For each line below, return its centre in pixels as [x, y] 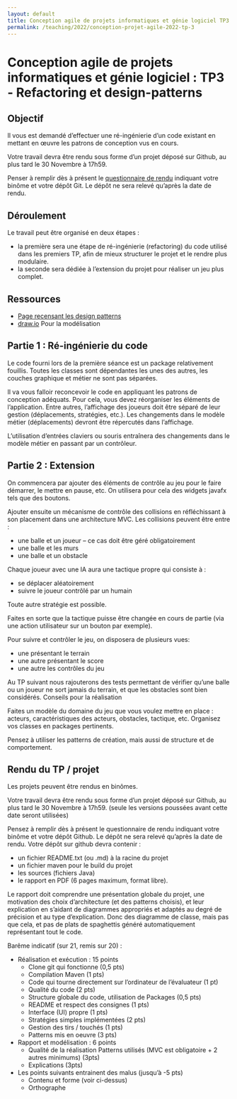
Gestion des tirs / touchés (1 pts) [75, 1027]
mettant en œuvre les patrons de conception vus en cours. [93, 143]
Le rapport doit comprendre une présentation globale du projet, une [106, 895]
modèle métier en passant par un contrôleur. [72, 443]
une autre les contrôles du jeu [61, 668]
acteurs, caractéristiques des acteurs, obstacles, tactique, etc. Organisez [114, 718]
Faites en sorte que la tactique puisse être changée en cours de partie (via [116, 618]
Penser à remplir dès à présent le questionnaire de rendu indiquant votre [113, 178]
